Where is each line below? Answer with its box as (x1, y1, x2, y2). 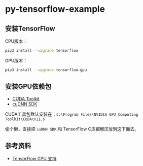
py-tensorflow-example (5, 3, 105, 15)
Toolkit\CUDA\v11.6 (5, 117, 45, 122)
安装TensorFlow (5, 24, 55, 33)
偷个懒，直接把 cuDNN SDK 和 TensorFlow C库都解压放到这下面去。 (5, 126, 139, 132)
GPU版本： (5, 58, 28, 64)
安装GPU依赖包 (5, 82, 52, 91)
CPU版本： (5, 38, 28, 44)
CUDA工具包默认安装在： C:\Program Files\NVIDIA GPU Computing (5, 111, 138, 117)
